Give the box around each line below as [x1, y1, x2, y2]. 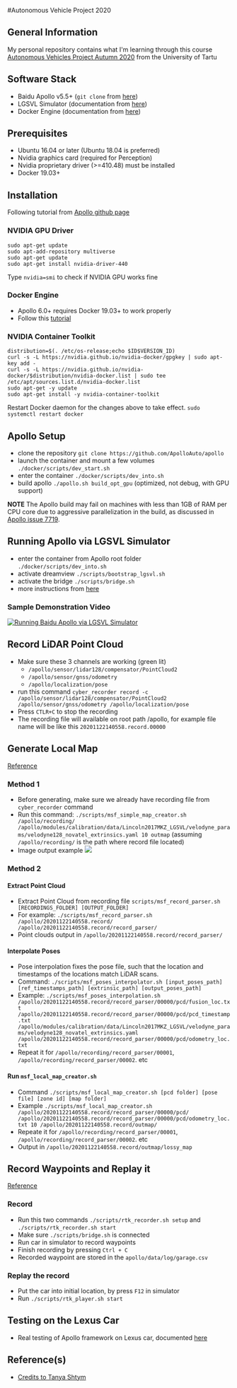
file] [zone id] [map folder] [17, 1095, 108, 1102]
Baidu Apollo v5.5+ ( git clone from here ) [17, 92, 138, 100]
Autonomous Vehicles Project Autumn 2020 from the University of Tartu [7, 52, 217, 61]
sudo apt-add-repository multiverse [7, 247, 115, 255]
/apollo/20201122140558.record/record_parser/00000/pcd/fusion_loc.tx [17, 998, 231, 1006]
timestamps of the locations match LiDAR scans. [17, 970, 159, 979]
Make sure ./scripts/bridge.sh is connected [17, 1230, 150, 1239]
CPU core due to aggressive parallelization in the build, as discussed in [7, 507, 214, 515]
